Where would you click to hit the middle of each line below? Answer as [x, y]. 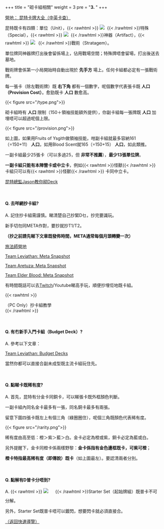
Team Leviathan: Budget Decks [36, 353]
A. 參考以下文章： [23, 343]
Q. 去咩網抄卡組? [22, 203]
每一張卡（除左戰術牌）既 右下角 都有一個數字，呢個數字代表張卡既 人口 [78, 87]
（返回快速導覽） [22, 521]
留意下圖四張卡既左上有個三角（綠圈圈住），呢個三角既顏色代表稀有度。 [77, 418]
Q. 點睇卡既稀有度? [24, 385]
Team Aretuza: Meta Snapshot [36, 265]
